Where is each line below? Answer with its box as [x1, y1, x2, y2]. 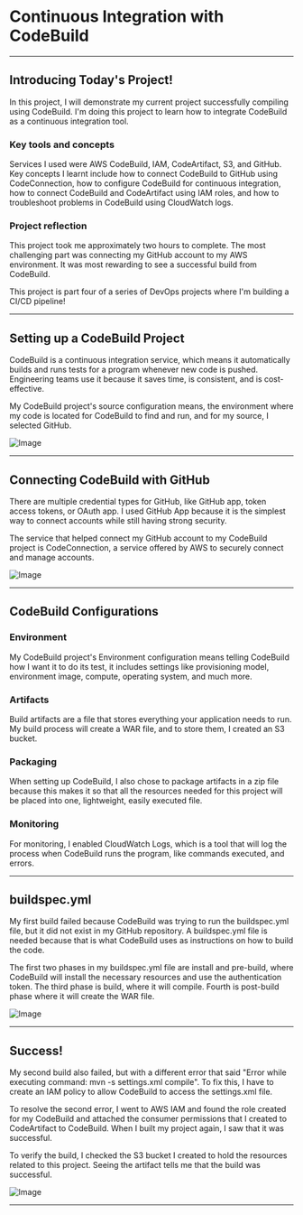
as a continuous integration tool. [9, 116, 129, 126]
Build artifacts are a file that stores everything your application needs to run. [9, 713, 292, 724]
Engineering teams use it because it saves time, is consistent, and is [9, 374, 263, 385]
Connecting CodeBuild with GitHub [9, 472, 210, 487]
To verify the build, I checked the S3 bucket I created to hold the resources [9, 1150, 288, 1161]
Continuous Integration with [9, 6, 225, 27]
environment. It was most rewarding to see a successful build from [9, 259, 257, 270]
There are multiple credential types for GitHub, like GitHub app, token [9, 496, 267, 506]
